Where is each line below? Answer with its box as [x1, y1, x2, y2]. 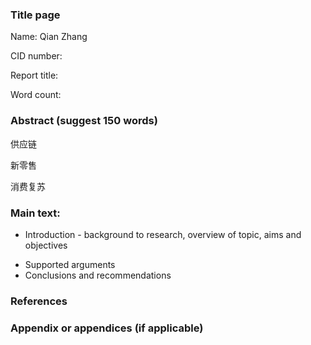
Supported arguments [24, 258, 116, 270]
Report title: [10, 69, 59, 82]
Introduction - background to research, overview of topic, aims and [24, 228, 302, 240]
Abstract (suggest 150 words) [10, 114, 158, 128]
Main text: [10, 206, 61, 220]
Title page [10, 8, 61, 22]
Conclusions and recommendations [24, 269, 172, 281]
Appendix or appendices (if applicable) [10, 321, 204, 335]
